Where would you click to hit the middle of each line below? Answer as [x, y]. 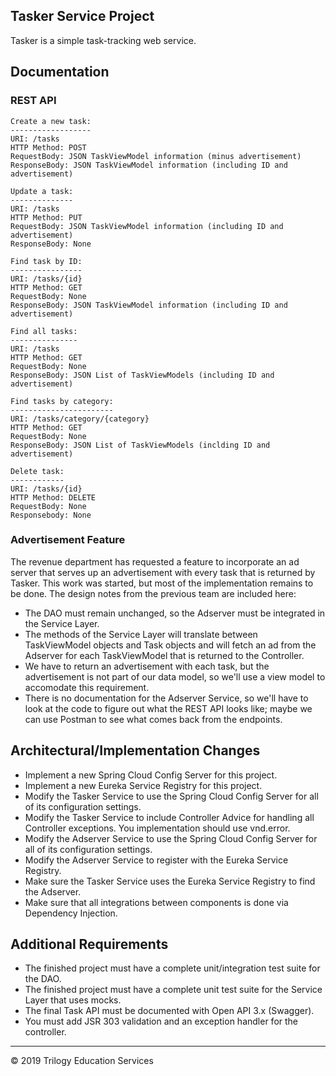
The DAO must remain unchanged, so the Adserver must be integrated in [175, 613]
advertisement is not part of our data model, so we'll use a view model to [175, 676]
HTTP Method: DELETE [53, 497]
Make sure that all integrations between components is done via [156, 902]
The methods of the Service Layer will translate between [141, 634]
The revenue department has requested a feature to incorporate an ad [155, 561]
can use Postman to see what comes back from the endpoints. [153, 719]
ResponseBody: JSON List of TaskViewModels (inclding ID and [140, 445]
